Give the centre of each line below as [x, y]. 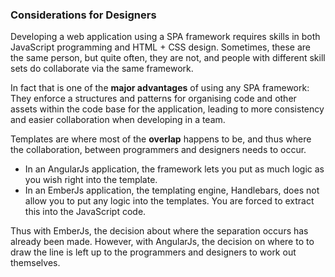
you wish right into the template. [91, 180]
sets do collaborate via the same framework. [102, 69]
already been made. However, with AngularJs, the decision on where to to [162, 242]
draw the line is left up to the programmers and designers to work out [153, 252]
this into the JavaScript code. [85, 212]
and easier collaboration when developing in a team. [118, 120]
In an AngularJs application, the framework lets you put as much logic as [174, 169]
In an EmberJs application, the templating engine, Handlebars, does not [172, 190]
